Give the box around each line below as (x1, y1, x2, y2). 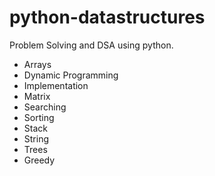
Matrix (23, 90, 51, 102)
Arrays (23, 58, 52, 70)
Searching (23, 101, 67, 113)
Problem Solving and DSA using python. (9, 39, 174, 51)
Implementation (23, 79, 89, 91)
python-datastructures (9, 6, 206, 29)
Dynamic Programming (23, 69, 119, 81)
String (23, 132, 50, 145)
